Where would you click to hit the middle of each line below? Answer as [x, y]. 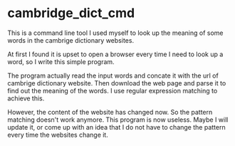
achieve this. [26, 98]
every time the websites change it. [58, 135]
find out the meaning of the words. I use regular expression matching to [113, 90]
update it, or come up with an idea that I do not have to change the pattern [116, 127]
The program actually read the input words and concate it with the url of [113, 75]
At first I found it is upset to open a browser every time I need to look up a [115, 54]
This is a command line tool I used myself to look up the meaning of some [115, 33]
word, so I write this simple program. [61, 61]
